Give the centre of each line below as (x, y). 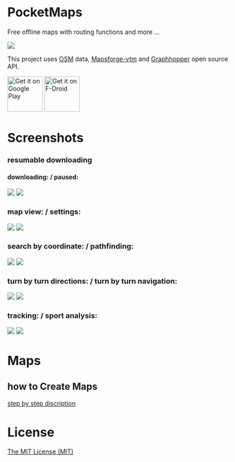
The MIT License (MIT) (41, 452)
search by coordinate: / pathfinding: (71, 246)
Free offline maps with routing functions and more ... (84, 32)
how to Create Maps (53, 387)
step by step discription (42, 403)
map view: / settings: (44, 212)
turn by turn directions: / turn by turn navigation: (92, 281)
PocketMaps (45, 12)
